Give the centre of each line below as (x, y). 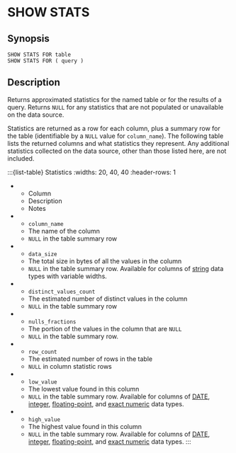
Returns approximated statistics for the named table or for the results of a (114, 99)
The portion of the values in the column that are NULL (105, 328)
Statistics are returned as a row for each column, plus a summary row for (114, 128)
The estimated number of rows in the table (90, 359)
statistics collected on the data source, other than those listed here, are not (117, 151)
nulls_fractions (52, 322)
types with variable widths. (68, 276)
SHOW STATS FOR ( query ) (45, 61)
